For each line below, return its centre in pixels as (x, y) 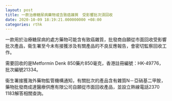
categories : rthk (24, 24)
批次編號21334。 (23, 70)
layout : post (19, 10)
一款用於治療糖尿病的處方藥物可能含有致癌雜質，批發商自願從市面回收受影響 (86, 39)
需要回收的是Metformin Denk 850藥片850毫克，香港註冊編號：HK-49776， (84, 63)
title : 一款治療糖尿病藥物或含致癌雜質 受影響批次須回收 (59, 15)
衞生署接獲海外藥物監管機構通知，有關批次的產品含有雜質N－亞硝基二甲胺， (85, 80)
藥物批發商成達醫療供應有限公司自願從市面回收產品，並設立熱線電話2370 (82, 87)
